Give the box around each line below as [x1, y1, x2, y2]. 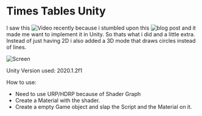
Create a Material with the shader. [15, 97, 100, 104]
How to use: [6, 79, 37, 86]
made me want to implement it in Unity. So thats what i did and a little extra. [6, 30, 195, 37]
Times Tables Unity [6, 4, 106, 18]
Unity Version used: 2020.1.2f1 [6, 66, 83, 74]
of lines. [6, 43, 27, 51]
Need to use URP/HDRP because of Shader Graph [15, 90, 141, 97]
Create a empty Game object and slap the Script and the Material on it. [15, 103, 192, 110]
